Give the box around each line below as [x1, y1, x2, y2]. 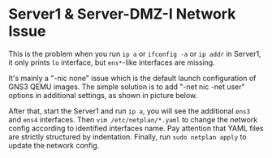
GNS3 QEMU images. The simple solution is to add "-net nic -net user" [8, 82, 245, 92]
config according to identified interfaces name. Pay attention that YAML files [8, 123, 264, 133]
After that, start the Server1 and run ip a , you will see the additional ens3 [8, 106, 250, 116]
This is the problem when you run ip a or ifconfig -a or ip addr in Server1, [8, 49, 261, 58]
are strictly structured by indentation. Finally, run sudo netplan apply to [8, 131, 247, 142]
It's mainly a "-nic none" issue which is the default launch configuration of [8, 73, 257, 83]
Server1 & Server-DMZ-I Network [8, 5, 236, 23]
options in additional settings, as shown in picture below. [8, 90, 198, 100]
